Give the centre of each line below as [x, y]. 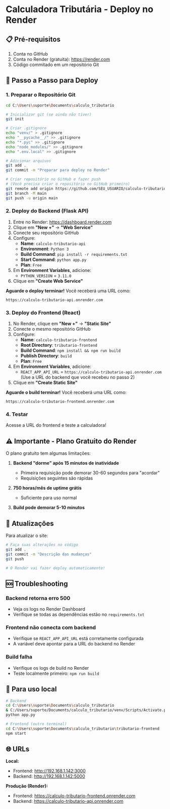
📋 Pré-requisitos [33, 39]
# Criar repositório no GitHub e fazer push [53, 179]
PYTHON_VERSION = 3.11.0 [46, 276]
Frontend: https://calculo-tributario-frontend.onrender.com [74, 796]
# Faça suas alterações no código [42, 545]
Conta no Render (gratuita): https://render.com [62, 59]
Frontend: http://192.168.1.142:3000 [49, 771]
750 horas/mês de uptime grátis [47, 488]
